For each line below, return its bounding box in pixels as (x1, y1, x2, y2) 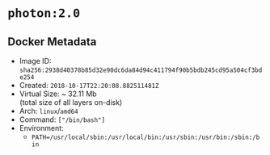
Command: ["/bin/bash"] (19, 115, 106, 124)
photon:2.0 (7, 6, 81, 21)
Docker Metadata (7, 35, 97, 48)
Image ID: (19, 57, 52, 65)
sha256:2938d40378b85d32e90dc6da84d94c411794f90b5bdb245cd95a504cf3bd (19, 66, 263, 74)
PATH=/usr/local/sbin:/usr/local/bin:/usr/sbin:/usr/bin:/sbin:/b (31, 133, 260, 141)
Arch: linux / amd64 (19, 107, 78, 115)
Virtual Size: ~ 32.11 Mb (19, 89, 98, 98)
